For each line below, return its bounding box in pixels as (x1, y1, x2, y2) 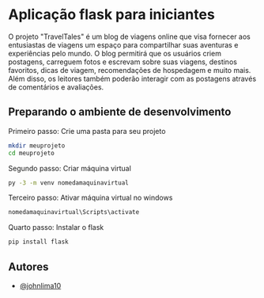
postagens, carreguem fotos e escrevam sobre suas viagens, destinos (8, 57, 237, 67)
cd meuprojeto (8, 149, 55, 157)
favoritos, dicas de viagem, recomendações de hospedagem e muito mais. (8, 65, 251, 74)
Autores (8, 260, 49, 273)
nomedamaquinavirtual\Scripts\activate (8, 208, 140, 216)
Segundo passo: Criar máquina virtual (8, 163, 132, 173)
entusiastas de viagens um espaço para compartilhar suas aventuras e (8, 40, 239, 49)
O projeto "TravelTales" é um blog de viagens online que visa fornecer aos (8, 32, 251, 41)
